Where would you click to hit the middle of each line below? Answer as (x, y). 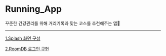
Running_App (33, 9)
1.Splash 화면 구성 (23, 38)
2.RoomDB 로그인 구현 (27, 49)
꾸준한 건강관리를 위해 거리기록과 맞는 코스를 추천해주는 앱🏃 (62, 23)
